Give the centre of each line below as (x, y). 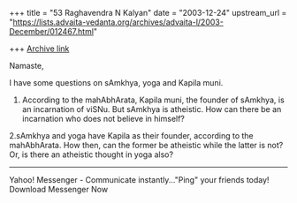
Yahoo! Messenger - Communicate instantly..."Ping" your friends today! (139, 180)
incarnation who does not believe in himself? (103, 119)
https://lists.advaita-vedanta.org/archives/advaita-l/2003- (118, 22)
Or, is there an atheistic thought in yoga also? (91, 154)
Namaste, (27, 66)
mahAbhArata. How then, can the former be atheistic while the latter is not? (146, 145)
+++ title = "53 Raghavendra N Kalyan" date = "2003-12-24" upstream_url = (148, 13)
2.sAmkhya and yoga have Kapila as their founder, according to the (131, 135)
